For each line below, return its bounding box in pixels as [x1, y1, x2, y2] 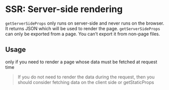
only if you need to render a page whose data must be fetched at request [5, 59, 157, 65]
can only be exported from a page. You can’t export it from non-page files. [5, 31, 160, 37]
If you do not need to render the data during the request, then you [17, 74, 155, 80]
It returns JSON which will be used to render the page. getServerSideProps [5, 25, 160, 31]
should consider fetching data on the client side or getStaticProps [17, 79, 154, 85]
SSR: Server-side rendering [5, 4, 123, 15]
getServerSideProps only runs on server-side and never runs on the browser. [5, 20, 164, 26]
